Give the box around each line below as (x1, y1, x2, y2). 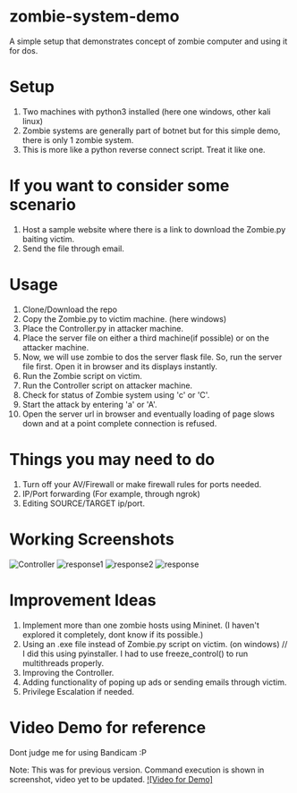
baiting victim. (21, 233, 75, 244)
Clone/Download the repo (21, 304, 118, 315)
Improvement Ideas (9, 590, 157, 610)
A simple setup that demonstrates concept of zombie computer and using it (9, 36, 288, 46)
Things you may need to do (9, 449, 216, 469)
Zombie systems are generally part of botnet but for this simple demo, (21, 125, 281, 136)
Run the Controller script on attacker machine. (21, 380, 193, 391)
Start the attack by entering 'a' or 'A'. (21, 399, 158, 409)
